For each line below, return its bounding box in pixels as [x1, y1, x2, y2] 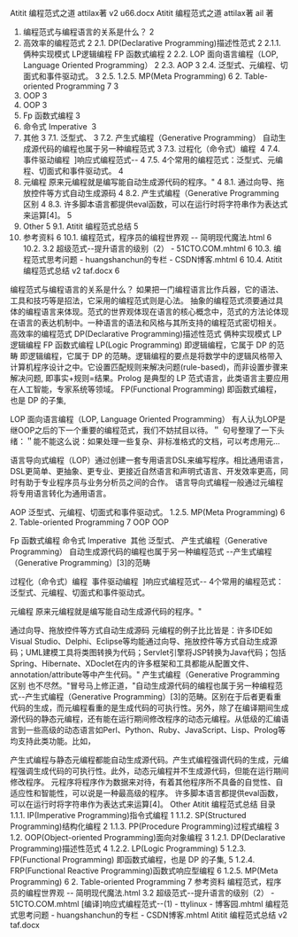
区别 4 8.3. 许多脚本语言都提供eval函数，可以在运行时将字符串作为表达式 [22, 199, 288, 209]
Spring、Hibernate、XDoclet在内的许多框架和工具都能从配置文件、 [10, 659, 255, 668]
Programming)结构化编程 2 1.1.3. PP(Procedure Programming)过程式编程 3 [10, 821, 279, 832]
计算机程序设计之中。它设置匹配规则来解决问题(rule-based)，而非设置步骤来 [10, 362, 288, 372]
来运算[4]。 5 [22, 210, 73, 220]
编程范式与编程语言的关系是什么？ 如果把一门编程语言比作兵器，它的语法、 [10, 285, 284, 294]
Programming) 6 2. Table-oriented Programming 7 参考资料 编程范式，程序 [10, 877, 282, 886]
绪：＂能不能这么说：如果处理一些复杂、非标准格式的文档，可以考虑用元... [10, 436, 281, 446]
